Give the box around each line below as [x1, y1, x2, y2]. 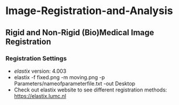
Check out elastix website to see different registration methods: [13, 86, 167, 93]
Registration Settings [5, 54, 67, 62]
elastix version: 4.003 [13, 67, 67, 74]
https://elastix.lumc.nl [13, 92, 67, 99]
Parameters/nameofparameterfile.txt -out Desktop [13, 80, 136, 87]
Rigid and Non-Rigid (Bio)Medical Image [5, 28, 154, 38]
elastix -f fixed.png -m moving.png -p [13, 73, 105, 80]
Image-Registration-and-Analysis [5, 4, 173, 18]
